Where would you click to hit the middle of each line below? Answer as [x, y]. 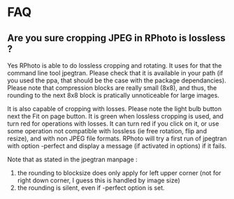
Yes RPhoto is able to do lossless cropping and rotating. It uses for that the [115, 66]
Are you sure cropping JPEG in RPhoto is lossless [116, 38]
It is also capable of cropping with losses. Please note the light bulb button [115, 109]
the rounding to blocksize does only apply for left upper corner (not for [119, 173]
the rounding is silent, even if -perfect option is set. [91, 188]
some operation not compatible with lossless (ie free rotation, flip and [107, 131]
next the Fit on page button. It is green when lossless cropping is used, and [115, 116]
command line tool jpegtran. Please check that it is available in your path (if [115, 73]
